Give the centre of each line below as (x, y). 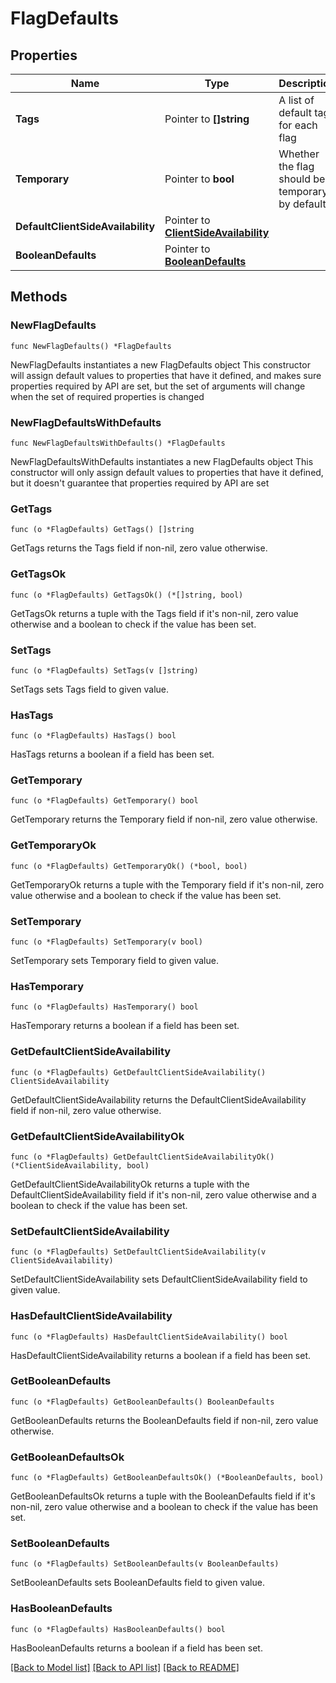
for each (298, 125)
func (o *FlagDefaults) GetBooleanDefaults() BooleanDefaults (142, 1402)
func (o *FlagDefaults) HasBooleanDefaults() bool (118, 1629)
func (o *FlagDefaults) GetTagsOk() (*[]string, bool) (127, 595)
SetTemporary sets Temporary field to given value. (114, 961)
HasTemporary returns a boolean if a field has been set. (125, 1026)
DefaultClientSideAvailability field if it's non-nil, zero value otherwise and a (163, 1194)
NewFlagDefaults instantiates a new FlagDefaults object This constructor (160, 364)
